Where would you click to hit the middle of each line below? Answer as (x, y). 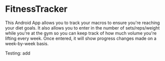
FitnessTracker (36, 9)
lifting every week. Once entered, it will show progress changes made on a (81, 38)
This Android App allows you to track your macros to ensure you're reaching (82, 23)
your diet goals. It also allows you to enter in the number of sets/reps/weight (82, 28)
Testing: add (18, 53)
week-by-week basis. (27, 43)
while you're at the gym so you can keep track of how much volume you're (81, 33)
